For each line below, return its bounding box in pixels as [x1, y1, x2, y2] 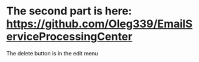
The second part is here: [6, 4, 132, 18]
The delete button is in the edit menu [6, 49, 98, 57]
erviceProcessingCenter [6, 30, 133, 43]
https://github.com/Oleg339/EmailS [6, 17, 193, 31]
